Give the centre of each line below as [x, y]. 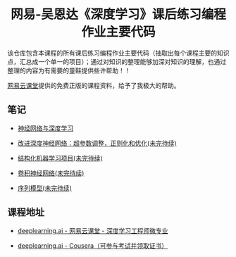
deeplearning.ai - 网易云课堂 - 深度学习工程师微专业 [93, 230]
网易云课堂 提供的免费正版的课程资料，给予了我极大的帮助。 [94, 85]
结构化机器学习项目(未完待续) [60, 158]
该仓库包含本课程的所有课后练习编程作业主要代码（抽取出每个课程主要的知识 [118, 53]
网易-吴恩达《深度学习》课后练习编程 [118, 14]
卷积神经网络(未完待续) [51, 173]
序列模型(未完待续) [45, 188]
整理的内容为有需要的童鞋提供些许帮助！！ [69, 70]
